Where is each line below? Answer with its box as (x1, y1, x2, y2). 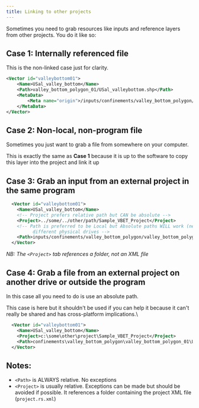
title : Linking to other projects (6, 8, 92, 15)
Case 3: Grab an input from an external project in (6, 176, 190, 186)
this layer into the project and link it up (6, 159, 99, 166)
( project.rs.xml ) (14, 396, 56, 403)
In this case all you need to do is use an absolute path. (6, 293, 139, 300)
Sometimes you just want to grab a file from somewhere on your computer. (6, 141, 189, 148)
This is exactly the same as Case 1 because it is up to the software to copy (6, 153, 188, 160)
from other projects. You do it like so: (6, 31, 97, 39)
